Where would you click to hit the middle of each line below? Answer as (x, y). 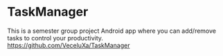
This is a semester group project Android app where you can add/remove (112, 31)
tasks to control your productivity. (55, 38)
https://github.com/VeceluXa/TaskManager (69, 45)
